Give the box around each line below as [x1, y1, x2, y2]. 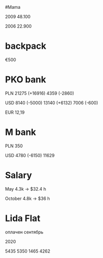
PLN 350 [5, 143, 23, 149]
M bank [5, 127, 36, 138]
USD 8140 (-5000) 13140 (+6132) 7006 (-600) [5, 99, 98, 105]
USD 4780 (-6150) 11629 [5, 152, 55, 158]
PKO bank [5, 74, 47, 85]
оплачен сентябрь [5, 229, 44, 235]
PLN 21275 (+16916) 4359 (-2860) [5, 90, 75, 96]
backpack [5, 40, 47, 52]
